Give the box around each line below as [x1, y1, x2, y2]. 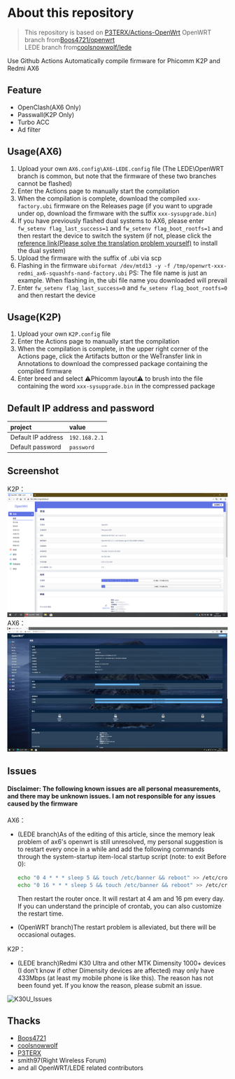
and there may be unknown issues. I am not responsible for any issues [7, 792, 216, 801]
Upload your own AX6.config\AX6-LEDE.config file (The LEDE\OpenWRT [17, 164, 225, 172]
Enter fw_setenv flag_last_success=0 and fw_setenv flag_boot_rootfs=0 [17, 283, 227, 292]
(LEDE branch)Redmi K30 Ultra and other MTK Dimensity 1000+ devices [17, 958, 226, 967]
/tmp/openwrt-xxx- [173, 262, 227, 269]
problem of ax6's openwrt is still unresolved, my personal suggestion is [17, 838, 224, 846]
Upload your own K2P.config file [17, 330, 111, 338]
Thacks [7, 1015, 41, 1027]
